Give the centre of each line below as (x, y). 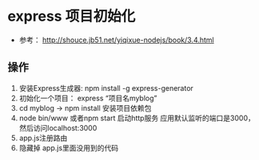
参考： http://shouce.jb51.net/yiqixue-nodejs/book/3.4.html (117, 40)
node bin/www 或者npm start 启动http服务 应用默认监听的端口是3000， (137, 118)
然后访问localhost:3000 (58, 127)
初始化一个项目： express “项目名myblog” (88, 98)
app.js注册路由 (43, 138)
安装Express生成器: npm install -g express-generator (106, 88)
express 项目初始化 (72, 16)
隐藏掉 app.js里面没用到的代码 (69, 147)
